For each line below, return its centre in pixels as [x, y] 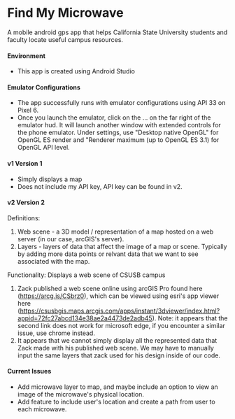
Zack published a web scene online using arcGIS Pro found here [110, 288]
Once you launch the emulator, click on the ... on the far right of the [114, 118]
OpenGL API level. [43, 148]
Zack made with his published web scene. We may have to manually [116, 348]
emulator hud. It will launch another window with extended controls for [119, 125]
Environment [26, 56]
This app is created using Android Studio [76, 71]
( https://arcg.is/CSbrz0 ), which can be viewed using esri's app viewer [118, 296]
